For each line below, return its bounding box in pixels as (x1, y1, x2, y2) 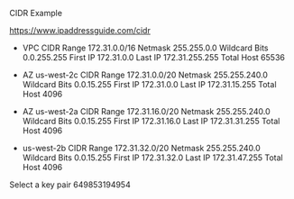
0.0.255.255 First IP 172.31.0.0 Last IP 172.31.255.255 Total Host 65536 (22, 52, 286, 62)
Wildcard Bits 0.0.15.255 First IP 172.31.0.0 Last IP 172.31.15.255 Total (22, 79, 277, 89)
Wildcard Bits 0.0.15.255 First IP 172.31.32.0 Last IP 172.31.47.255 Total (22, 152, 284, 163)
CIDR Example (9, 8, 63, 18)
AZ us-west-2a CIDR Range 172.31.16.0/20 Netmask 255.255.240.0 (22, 106, 271, 116)
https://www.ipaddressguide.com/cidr (9, 25, 151, 35)
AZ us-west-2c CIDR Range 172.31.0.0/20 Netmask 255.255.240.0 (22, 69, 269, 80)
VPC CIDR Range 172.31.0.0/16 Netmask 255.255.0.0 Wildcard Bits (22, 42, 269, 53)
